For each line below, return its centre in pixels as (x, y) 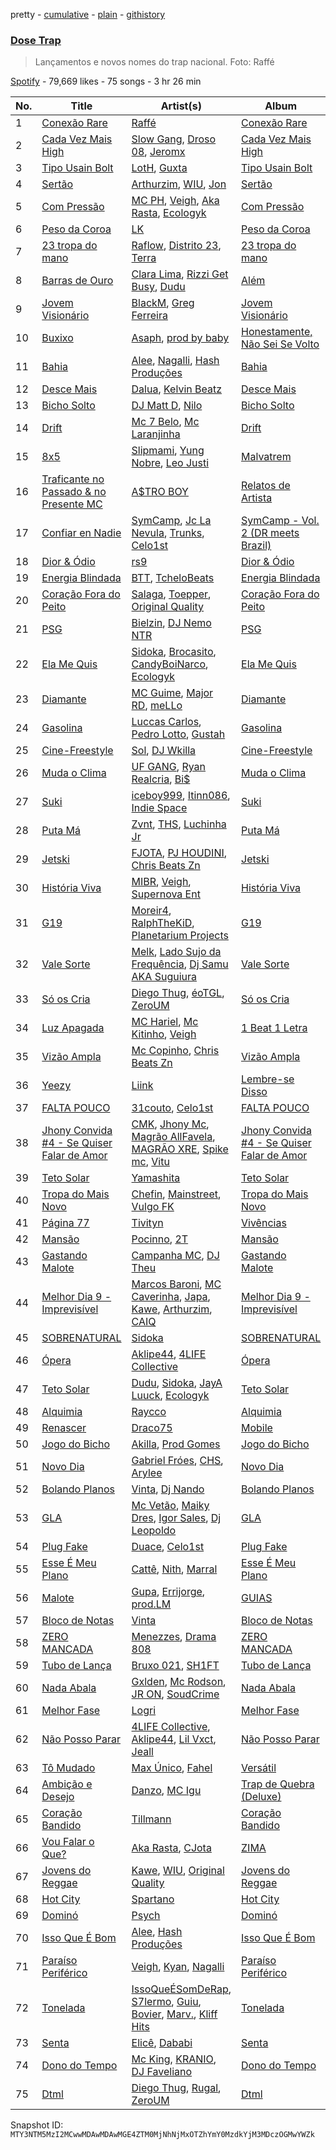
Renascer (64, 1428)
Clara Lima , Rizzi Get (180, 274)
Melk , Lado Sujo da (176, 952)
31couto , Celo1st (172, 1108)
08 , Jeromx (158, 152)
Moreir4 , (151, 911)
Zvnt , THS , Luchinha (179, 824)
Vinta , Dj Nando (168, 1489)
